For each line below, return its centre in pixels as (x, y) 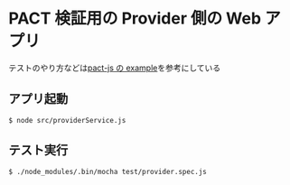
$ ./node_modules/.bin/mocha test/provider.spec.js (108, 171)
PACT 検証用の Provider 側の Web (135, 18)
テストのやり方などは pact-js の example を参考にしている (115, 68)
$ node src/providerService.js (67, 120)
